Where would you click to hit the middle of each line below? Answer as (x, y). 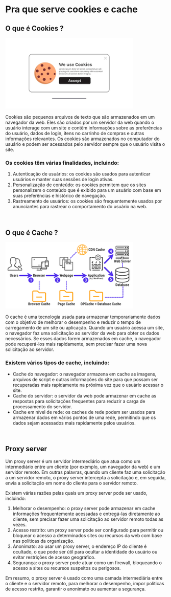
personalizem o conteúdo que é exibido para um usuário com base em (87, 190)
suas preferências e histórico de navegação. (59, 196)
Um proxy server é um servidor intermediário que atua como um (73, 461)
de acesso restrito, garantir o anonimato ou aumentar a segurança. (76, 589)
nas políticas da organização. (44, 541)
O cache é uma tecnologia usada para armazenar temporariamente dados (83, 317)
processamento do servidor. (42, 406)
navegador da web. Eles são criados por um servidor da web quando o (80, 122)
